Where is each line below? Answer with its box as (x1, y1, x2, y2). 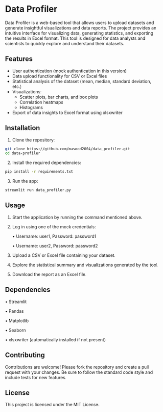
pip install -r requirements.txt (5, 169, 73, 174)
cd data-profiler (5, 151, 41, 156)
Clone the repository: (12, 137, 55, 143)
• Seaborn (5, 327, 26, 333)
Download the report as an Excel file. (12, 271, 87, 277)
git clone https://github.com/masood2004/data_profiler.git (5, 146, 131, 151)
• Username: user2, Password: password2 (12, 243, 98, 248)
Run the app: (12, 178, 38, 184)
